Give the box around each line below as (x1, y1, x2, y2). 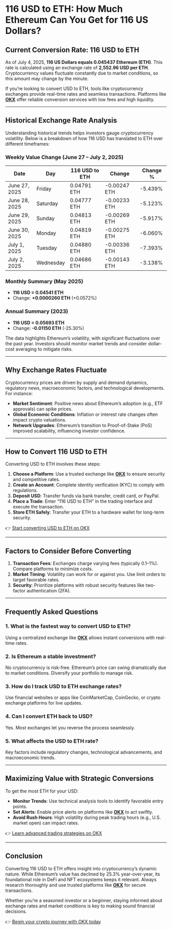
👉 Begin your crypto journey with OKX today (5, 918, 101, 924)
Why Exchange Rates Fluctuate (5, 366, 107, 375)
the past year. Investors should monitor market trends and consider (5, 340, 147, 346)
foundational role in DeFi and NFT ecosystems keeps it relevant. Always (5, 876, 157, 883)
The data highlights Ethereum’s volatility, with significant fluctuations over (5, 335, 160, 341)
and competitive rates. (12, 477, 60, 483)
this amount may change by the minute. (5, 76, 89, 81)
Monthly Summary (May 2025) (5, 278, 83, 285)
